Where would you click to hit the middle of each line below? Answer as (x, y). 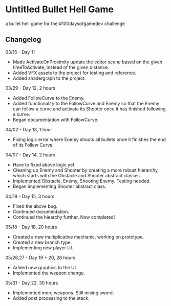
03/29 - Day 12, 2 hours (30, 88)
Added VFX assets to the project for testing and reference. (74, 73)
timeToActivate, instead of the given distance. (61, 67)
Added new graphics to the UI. (45, 267)
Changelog (23, 40)
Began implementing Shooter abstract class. (59, 186)
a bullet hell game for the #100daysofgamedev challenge (65, 23)
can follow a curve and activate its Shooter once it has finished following (89, 109)
